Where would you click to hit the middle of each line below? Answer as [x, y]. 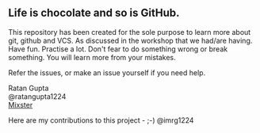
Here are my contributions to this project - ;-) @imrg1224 [101, 120]
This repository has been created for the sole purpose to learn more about [130, 32]
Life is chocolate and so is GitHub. [94, 13]
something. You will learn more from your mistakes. [92, 57]
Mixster [21, 104]
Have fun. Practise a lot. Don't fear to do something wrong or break [118, 49]
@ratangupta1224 [37, 96]
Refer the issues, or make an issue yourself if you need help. [107, 72]
